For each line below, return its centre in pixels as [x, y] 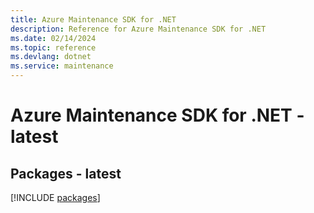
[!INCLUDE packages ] [55, 197]
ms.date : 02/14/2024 [53, 38]
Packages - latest [66, 173]
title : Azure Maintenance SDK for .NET [93, 19]
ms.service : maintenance [62, 66]
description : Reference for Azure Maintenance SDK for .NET [138, 29]
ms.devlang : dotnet [51, 57]
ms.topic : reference [53, 47]
